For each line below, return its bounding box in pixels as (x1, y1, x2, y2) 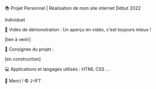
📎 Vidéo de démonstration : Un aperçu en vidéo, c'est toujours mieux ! (5, 27, 151, 32)
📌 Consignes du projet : (5, 46, 54, 52)
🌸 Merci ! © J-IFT (5, 78, 42, 83)
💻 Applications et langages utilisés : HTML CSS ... (5, 66, 110, 72)
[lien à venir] (5, 36, 31, 42)
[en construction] (5, 56, 41, 62)
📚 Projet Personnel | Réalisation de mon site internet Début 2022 (5, 5, 141, 11)
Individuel (5, 17, 25, 23)
